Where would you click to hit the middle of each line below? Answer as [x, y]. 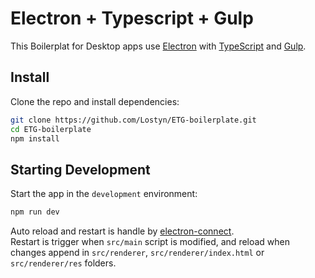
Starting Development [80, 169]
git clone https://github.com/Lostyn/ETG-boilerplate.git [133, 120]
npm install [35, 138]
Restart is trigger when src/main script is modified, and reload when [150, 242]
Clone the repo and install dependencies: [95, 101]
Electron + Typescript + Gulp [132, 18]
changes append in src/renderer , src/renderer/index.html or [137, 253]
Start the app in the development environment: [104, 194]
